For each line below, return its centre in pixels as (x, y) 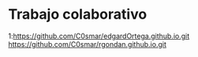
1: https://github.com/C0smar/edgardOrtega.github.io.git (99, 36)
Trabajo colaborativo (78, 14)
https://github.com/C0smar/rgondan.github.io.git (88, 44)
